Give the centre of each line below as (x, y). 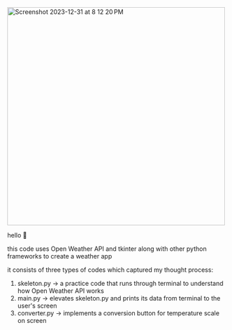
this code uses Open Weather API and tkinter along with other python (107, 249)
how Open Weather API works (61, 291)
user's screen (37, 305)
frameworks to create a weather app (60, 256)
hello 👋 (17, 235)
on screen (32, 321)
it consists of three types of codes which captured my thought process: (110, 270)
